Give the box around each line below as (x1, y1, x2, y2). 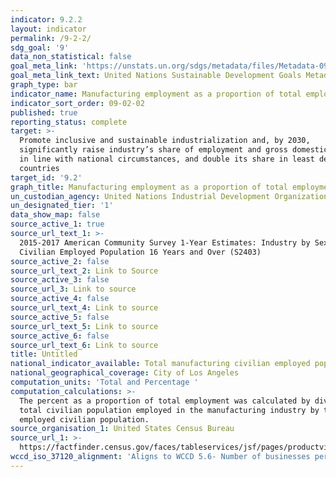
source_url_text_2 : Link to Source (10, 266, 159, 276)
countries (19, 163, 60, 173)
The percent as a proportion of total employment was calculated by (19, 396, 311, 406)
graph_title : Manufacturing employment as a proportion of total (10, 182, 288, 192)
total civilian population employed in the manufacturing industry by (19, 405, 320, 415)
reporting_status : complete (10, 117, 128, 127)
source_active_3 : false (10, 275, 110, 285)
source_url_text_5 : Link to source (10, 321, 159, 331)
